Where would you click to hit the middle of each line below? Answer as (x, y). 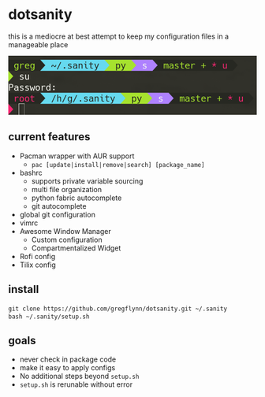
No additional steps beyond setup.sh (79, 377)
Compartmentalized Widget (76, 248)
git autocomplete (59, 206)
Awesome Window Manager (65, 231)
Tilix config (38, 265)
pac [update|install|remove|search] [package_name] (118, 165)
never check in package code (68, 359)
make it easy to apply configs (67, 368)
